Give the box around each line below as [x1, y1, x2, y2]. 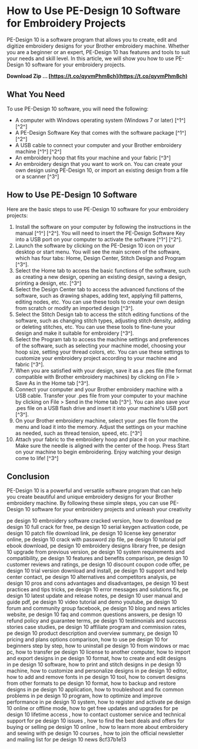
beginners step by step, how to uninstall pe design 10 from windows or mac [6, 643, 190, 650]
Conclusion [6, 471, 50, 481]
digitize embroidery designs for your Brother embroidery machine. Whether [6, 42, 190, 49]
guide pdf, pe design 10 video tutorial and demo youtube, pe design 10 [6, 598, 177, 605]
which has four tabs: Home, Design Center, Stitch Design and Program [15, 254, 186, 261]
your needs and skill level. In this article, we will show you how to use [6, 55, 174, 62]
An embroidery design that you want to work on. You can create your [15, 160, 183, 167]
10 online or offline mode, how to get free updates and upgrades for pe [6, 705, 179, 712]
